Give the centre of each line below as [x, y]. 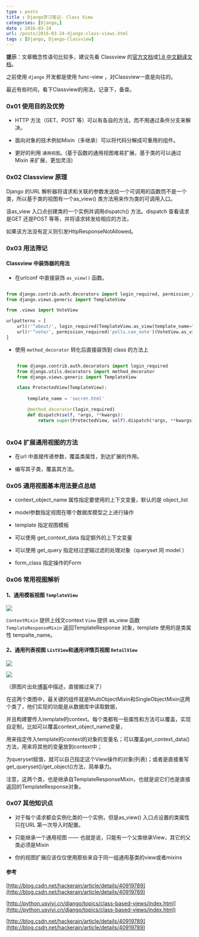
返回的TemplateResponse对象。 [45, 786]
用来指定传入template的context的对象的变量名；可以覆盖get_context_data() [98, 739]
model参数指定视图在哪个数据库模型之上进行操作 [74, 512]
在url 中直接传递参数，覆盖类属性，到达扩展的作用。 [78, 456]
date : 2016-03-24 [29, 28]
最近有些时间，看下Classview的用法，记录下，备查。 [70, 89]
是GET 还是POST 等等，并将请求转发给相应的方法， [69, 219]
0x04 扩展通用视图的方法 [42, 442]
